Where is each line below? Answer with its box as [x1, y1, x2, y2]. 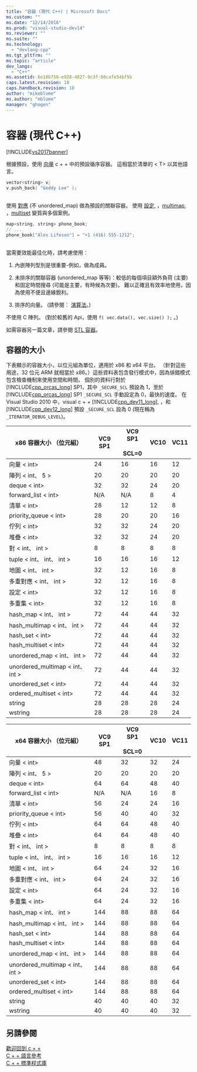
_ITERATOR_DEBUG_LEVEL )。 [6, 413, 69, 420]
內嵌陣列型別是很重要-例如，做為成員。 [14, 261, 110, 268]
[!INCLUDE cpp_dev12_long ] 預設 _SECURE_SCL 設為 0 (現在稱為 [6, 406, 155, 413]
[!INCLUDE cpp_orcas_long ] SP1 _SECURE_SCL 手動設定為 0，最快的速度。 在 [6, 391, 187, 398]
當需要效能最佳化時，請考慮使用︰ [6, 249, 89, 256]
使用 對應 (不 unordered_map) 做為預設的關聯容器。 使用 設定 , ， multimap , [6, 202, 186, 209]
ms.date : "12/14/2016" [6, 19, 62, 25]
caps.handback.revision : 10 [6, 85, 75, 91]
